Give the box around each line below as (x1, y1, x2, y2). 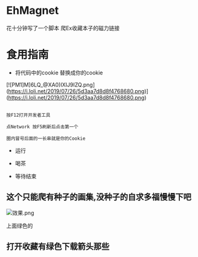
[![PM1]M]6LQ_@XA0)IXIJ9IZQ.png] (6, 81, 95, 88)
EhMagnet (6, 4, 59, 18)
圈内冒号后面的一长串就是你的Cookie (6, 135, 86, 142)
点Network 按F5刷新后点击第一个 (6, 123, 78, 130)
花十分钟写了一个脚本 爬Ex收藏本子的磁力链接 (6, 24, 120, 31)
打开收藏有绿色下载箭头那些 (6, 241, 110, 252)
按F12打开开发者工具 (6, 112, 51, 118)
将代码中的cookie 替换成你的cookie (14, 69, 103, 76)
